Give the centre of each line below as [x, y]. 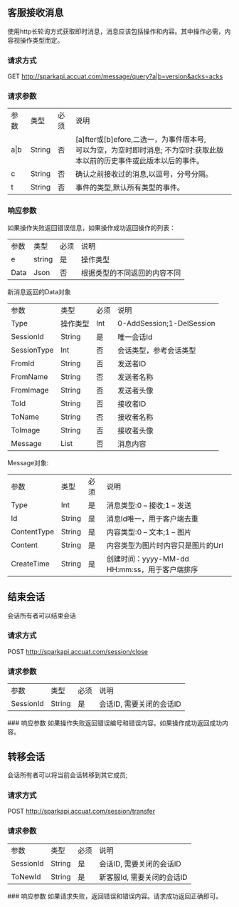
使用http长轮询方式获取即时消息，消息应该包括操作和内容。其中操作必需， [116, 31]
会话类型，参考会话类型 [156, 350]
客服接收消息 [36, 13]
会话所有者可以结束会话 [42, 616]
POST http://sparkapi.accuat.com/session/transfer [81, 812]
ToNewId [26, 876]
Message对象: [28, 462]
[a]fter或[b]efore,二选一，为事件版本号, [140, 140]
